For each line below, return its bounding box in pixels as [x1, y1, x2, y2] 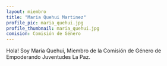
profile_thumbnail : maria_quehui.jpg [6, 25, 100, 32]
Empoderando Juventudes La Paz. [6, 54, 91, 61]
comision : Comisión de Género [6, 31, 81, 37]
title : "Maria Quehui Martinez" [6, 14, 86, 20]
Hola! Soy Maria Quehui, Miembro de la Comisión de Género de [6, 47, 162, 54]
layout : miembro [6, 8, 46, 15]
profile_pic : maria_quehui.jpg [6, 20, 84, 26]
